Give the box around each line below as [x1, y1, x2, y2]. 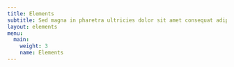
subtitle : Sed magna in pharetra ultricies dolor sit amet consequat [7, 17, 214, 24]
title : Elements [7, 10, 54, 17]
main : [13, 36, 30, 43]
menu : [7, 29, 23, 37]
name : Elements [19, 50, 64, 57]
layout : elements [7, 23, 58, 30]
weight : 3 [19, 43, 49, 50]
